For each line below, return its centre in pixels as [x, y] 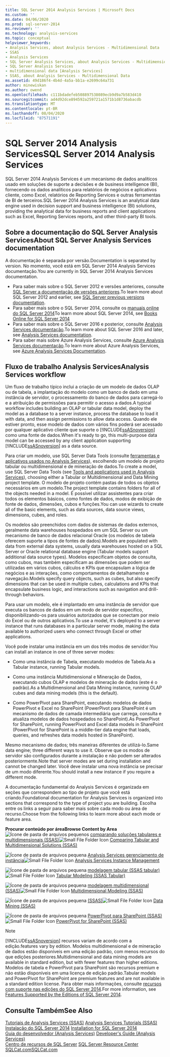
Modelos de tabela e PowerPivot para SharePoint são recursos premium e [82, 968]
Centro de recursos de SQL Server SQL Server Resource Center [72, 1044]
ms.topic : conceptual [28, 38]
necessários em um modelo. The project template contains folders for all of [83, 488]
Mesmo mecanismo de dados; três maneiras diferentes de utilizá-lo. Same [82, 745]
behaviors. [34, 595]
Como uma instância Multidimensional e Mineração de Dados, [77, 677]
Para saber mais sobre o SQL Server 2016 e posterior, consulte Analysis [88, 324]
